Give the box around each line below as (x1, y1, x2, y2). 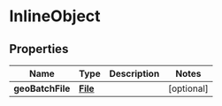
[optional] (167, 82, 210, 95)
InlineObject (9, 6, 101, 26)
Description (109, 68, 160, 79)
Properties (9, 42, 69, 57)
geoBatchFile (13, 82, 71, 95)
